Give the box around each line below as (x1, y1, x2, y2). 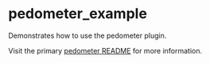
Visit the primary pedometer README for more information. (8, 46, 203, 55)
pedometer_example (8, 5, 147, 23)
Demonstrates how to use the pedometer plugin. (8, 31, 167, 40)
